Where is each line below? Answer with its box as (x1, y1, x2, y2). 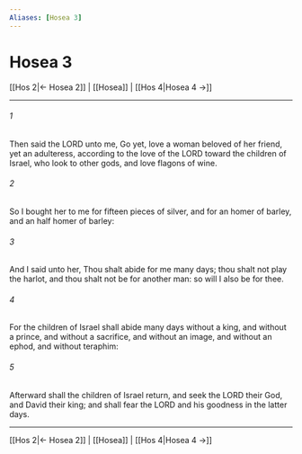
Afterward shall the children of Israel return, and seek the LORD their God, (9, 389, 283, 400)
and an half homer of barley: (9, 215, 115, 226)
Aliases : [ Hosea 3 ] (9, 13, 83, 22)
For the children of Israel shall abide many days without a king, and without (9, 322, 287, 333)
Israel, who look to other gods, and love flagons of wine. (9, 157, 218, 168)
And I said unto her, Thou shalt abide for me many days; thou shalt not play (9, 264, 288, 275)
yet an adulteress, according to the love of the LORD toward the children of (9, 147, 287, 158)
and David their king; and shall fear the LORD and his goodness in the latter (9, 399, 288, 410)
